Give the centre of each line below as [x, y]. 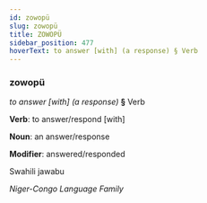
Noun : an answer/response [60, 137]
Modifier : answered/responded [67, 154]
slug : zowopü [34, 26]
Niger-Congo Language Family [66, 189]
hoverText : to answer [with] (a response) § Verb [104, 51]
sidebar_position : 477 [52, 43]
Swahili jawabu [37, 172]
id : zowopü [30, 18]
